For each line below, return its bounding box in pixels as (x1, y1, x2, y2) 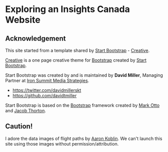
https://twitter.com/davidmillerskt (12, 87, 81, 93)
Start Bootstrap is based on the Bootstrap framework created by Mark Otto (5, 102, 159, 108)
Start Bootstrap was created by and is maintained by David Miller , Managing (5, 72, 163, 78)
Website (5, 14, 41, 26)
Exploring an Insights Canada (5, 4, 130, 15)
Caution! (5, 122, 33, 131)
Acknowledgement (5, 34, 66, 43)
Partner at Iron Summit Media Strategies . (5, 78, 89, 83)
